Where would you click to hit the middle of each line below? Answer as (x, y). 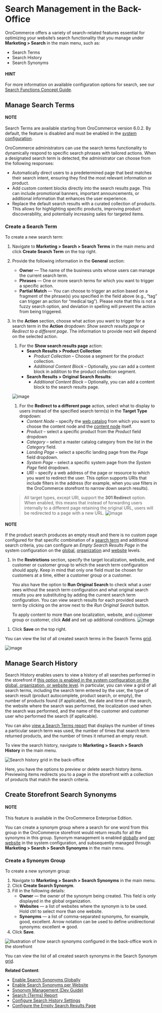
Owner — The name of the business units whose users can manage (87, 271)
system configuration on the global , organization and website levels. (73, 550)
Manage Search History (41, 663)
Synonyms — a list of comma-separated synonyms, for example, (84, 916)
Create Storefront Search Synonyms (61, 795)
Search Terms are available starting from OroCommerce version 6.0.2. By (78, 128)
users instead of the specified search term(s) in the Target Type (83, 411)
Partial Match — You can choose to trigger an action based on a (83, 291)
